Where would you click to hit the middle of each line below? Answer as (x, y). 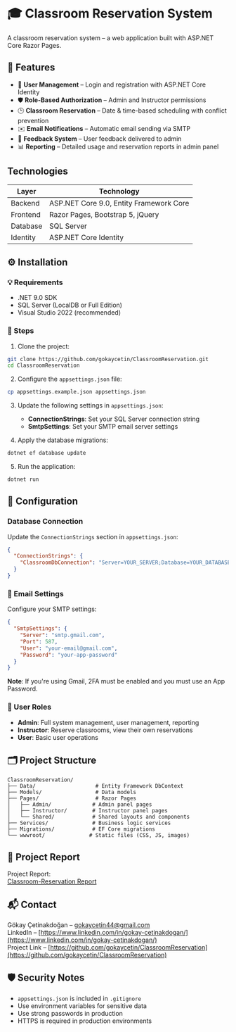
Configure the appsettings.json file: (70, 379)
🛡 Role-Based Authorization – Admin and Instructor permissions (112, 100)
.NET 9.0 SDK (37, 298)
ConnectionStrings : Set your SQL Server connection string (114, 419)
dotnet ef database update (47, 453)
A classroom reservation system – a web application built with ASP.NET (111, 38)
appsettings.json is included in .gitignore (79, 998)
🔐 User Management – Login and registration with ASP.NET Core (111, 84)
